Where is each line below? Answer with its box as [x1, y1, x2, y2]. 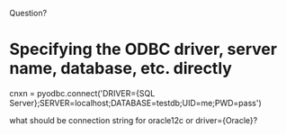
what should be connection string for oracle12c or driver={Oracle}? [9, 114, 258, 125]
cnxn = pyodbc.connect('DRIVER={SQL [9, 87, 156, 98]
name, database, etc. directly [9, 58, 232, 79]
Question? [9, 8, 48, 18]
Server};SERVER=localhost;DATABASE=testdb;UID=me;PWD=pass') [9, 97, 263, 108]
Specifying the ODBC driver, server [9, 40, 277, 59]
